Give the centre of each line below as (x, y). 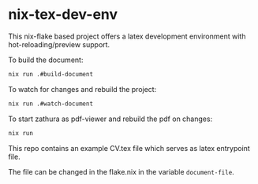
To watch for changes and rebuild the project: (82, 89)
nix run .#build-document (50, 74)
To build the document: (46, 60)
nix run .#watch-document (50, 104)
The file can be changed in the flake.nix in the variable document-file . (121, 171)
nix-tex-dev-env (63, 15)
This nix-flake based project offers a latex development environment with (127, 36)
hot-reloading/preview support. (59, 44)
